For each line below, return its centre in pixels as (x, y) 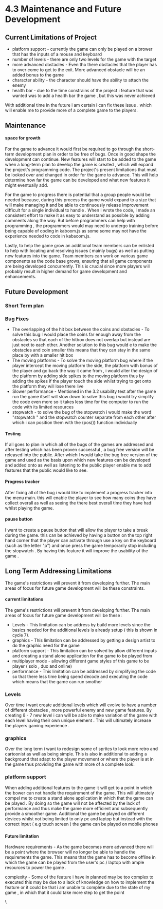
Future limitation (22, 836)
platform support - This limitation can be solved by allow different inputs (84, 650)
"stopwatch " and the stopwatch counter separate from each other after (84, 417)
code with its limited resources (43, 407)
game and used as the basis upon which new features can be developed (78, 460)
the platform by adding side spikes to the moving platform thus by (78, 376)
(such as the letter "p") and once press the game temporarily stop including (81, 545)
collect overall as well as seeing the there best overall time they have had (78, 503)
